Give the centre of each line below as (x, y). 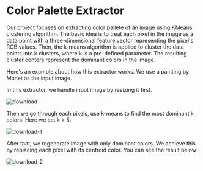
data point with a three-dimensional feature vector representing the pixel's (100, 40)
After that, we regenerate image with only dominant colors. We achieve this (101, 143)
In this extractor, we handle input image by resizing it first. (79, 89)
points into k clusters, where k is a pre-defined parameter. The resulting (97, 53)
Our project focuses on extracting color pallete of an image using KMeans (99, 27)
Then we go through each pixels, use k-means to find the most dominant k (100, 113)
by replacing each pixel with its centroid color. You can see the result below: (102, 150)
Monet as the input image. (39, 78)
